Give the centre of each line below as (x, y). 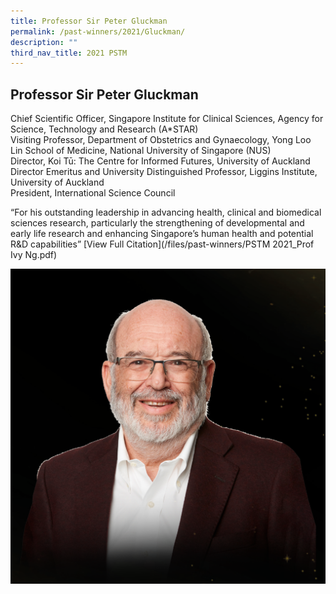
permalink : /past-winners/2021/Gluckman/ (98, 31)
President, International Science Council (93, 193)
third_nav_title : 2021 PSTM (69, 53)
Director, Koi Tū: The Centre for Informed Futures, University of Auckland (160, 161)
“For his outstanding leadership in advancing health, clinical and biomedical (166, 212)
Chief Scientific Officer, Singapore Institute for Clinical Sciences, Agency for (167, 119)
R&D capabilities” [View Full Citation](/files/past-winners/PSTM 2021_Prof (162, 244)
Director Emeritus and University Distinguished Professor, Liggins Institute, (164, 172)
